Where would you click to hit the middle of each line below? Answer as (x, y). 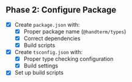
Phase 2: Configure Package (61, 10)
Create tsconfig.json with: (49, 52)
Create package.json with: (47, 24)
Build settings (41, 66)
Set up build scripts (39, 73)
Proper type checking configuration (68, 59)
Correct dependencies (52, 38)
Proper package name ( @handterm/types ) (75, 31)
